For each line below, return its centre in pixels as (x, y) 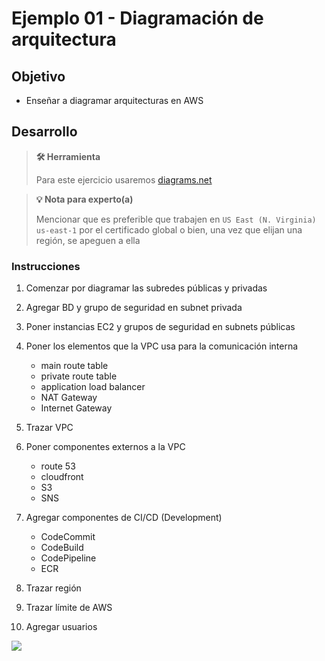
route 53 (58, 466)
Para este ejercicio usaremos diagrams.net (124, 179)
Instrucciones (46, 266)
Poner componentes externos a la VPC (105, 447)
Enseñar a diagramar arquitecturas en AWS (114, 100)
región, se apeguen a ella (88, 240)
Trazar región (53, 588)
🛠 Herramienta (68, 156)
